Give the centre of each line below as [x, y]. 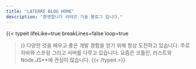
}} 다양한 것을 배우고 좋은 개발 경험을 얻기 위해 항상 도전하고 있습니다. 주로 [105, 45]
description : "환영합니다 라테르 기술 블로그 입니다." [64, 17]
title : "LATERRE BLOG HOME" [40, 11]
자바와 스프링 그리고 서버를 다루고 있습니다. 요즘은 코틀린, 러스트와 [96, 52]
